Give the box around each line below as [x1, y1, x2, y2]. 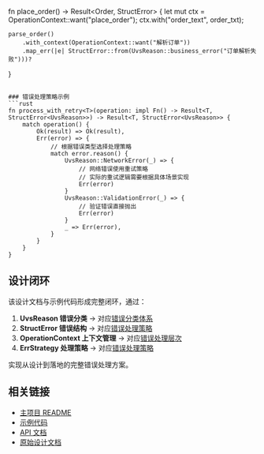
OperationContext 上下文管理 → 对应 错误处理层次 [19, 333, 183, 343]
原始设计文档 [19, 437, 61, 447]
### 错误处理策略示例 [8, 93, 69, 101]
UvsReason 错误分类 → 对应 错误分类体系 [19, 313, 154, 323]
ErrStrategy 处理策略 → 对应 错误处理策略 [19, 343, 154, 352]
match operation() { [22, 121, 90, 129]
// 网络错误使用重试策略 [78, 165, 148, 173]
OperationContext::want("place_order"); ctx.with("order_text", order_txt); [8, 15, 244, 24]
